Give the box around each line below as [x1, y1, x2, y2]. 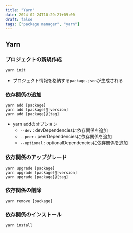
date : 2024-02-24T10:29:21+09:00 [5, 12, 75, 17]
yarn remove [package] [5, 198, 53, 204]
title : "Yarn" [5, 7, 35, 13]
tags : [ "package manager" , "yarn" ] [5, 21, 80, 27]
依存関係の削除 [5, 187, 42, 194]
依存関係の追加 [5, 91, 42, 98]
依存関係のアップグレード [5, 154, 67, 161]
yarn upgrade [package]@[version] [5, 170, 78, 175]
